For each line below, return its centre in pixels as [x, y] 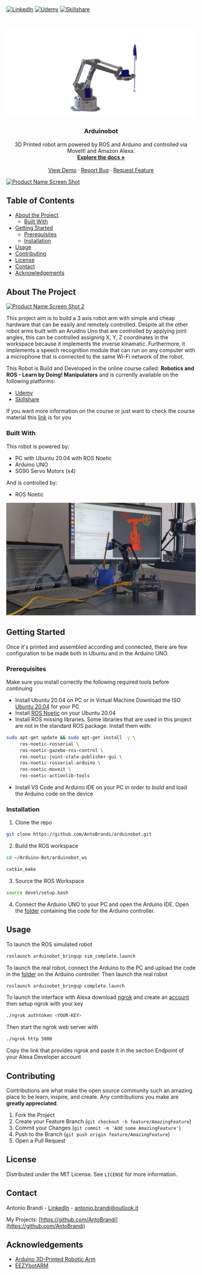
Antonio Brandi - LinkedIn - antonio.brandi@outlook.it [72, 1207]
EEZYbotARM [32, 1266]
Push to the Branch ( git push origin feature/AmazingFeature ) [92, 1134]
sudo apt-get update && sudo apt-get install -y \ [71, 737]
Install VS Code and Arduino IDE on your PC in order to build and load [101, 788]
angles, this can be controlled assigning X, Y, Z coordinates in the [87, 338]
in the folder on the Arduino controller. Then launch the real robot [87, 974]
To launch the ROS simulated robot [49, 944]
